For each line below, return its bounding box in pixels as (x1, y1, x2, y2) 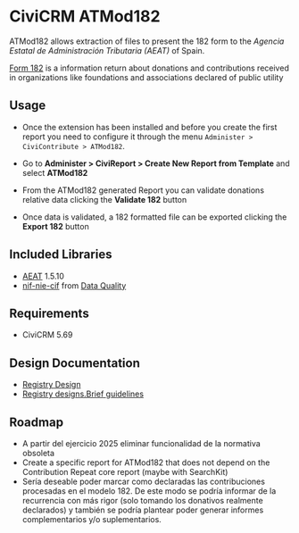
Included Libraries (9, 247, 112, 262)
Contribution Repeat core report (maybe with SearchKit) (21, 467, 228, 477)
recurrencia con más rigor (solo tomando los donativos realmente (21, 496, 263, 505)
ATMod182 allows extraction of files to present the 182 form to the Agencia (9, 36, 285, 46)
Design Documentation (9, 355, 140, 371)
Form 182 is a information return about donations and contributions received (9, 62, 290, 73)
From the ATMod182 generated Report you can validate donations (21, 185, 265, 196)
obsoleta (21, 448, 55, 458)
